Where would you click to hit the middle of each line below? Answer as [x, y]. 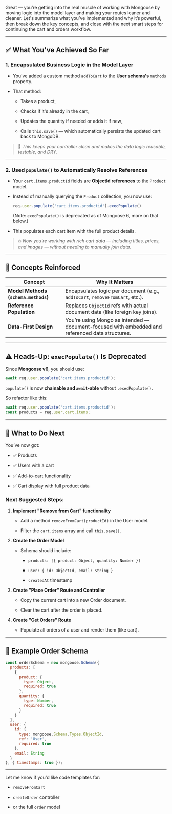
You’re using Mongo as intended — [107, 320]
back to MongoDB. [40, 136]
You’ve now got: [23, 445]
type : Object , [39, 682]
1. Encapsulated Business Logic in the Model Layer [69, 65]
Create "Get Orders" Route [42, 620]
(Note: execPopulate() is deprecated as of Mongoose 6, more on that [85, 215]
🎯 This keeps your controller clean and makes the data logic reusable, [92, 146]
